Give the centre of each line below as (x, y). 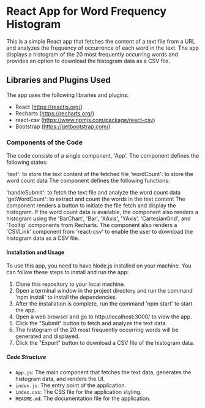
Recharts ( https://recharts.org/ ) (55, 113)
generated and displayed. (47, 336)
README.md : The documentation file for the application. (83, 398)
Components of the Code (44, 142)
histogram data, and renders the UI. (60, 379)
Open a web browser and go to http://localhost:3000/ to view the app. (103, 317)
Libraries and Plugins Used (59, 80)
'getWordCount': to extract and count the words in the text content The (96, 199)
